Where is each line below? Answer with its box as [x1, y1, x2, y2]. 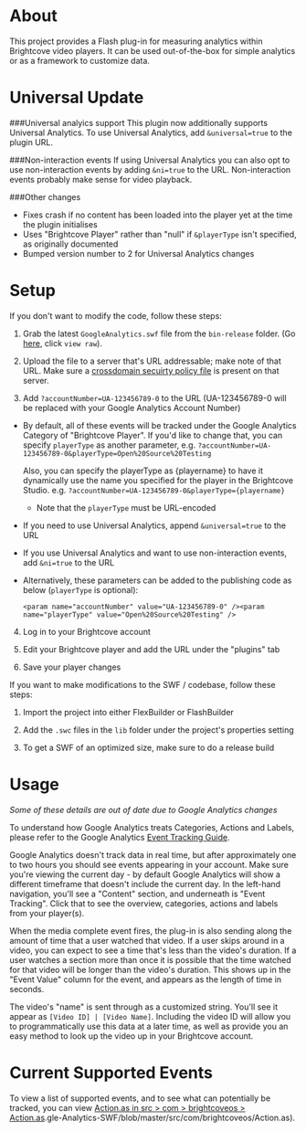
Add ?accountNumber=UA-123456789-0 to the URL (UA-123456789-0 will [22, 392, 287, 403]
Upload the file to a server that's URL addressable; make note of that [22, 355, 281, 366]
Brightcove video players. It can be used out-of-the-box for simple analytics [9, 45, 296, 56]
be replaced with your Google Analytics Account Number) [22, 402, 241, 413]
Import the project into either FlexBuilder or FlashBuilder [22, 706, 235, 717]
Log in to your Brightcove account [22, 626, 151, 637]
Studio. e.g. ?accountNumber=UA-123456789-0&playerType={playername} [22, 484, 286, 495]
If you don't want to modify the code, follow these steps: [9, 310, 222, 321]
